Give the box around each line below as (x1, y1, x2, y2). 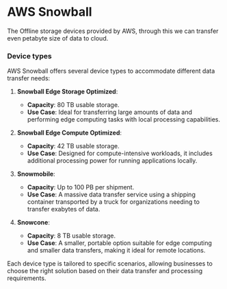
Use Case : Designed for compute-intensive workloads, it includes (27, 149, 213, 158)
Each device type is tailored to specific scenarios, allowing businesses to (7, 259, 213, 268)
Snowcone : (16, 218, 50, 227)
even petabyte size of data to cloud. (7, 34, 109, 42)
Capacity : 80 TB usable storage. (27, 101, 120, 109)
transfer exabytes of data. (27, 205, 101, 213)
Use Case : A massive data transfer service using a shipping (27, 190, 196, 199)
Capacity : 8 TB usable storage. (27, 231, 116, 240)
